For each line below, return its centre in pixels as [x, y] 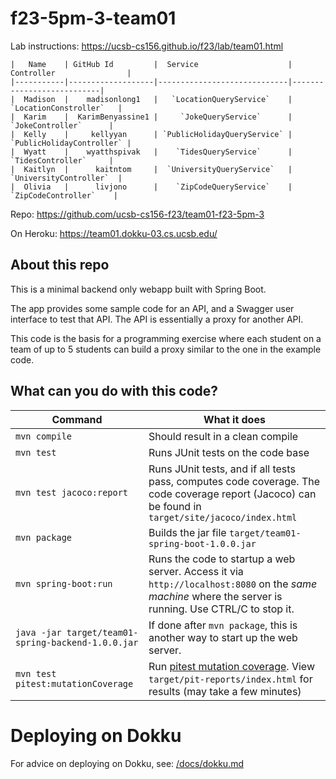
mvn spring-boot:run [64, 583]
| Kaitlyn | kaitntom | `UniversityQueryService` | [151, 169]
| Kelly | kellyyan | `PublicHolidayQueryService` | [151, 134]
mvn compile [44, 436]
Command [77, 419]
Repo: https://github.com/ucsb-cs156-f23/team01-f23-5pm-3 [137, 214]
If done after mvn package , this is [223, 625]
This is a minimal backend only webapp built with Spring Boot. [138, 289]
